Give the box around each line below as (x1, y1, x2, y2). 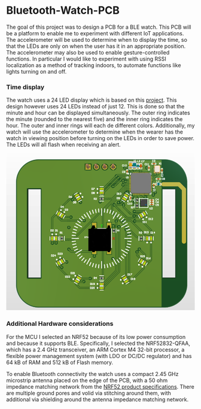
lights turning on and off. (6, 68, 67, 75)
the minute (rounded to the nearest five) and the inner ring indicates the (6, 116, 183, 123)
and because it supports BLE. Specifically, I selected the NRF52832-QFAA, (6, 340, 190, 347)
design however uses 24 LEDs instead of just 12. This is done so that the (6, 103, 185, 110)
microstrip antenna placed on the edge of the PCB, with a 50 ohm (6, 377, 168, 384)
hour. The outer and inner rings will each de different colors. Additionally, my (6, 122, 195, 129)
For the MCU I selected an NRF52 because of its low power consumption (6, 333, 186, 340)
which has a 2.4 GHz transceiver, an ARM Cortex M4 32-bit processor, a (6, 346, 185, 353)
